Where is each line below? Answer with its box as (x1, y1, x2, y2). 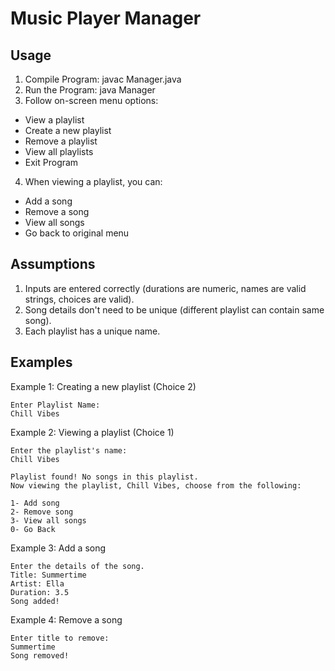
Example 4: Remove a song (10, 613, 123, 626)
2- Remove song (10, 507, 74, 517)
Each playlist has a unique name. (24, 325, 161, 337)
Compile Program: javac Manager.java (24, 73, 182, 85)
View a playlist (24, 114, 85, 126)
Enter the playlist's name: (10, 445, 128, 456)
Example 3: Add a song (10, 542, 107, 554)
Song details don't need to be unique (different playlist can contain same (24, 303, 325, 316)
